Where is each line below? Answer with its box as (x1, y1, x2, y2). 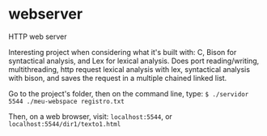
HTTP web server (8, 32, 67, 41)
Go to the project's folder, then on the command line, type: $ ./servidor (8, 88, 249, 98)
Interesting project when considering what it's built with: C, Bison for (8, 47, 237, 57)
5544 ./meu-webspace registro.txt (8, 97, 125, 105)
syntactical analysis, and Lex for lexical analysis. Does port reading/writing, (8, 56, 260, 66)
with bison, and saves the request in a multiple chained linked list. (8, 73, 227, 83)
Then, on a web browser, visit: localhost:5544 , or (8, 111, 172, 121)
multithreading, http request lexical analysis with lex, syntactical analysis (8, 64, 251, 74)
